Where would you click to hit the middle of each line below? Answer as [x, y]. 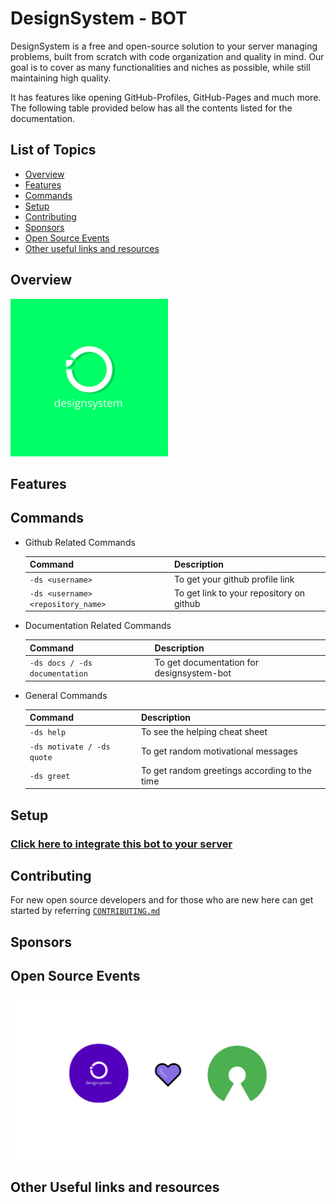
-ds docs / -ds [61, 663]
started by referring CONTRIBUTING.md [85, 911]
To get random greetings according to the [226, 770]
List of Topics [53, 150]
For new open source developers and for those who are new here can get [162, 900]
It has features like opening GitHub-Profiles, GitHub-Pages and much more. [166, 97]
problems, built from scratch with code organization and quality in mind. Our [167, 56]
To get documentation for [206, 663]
